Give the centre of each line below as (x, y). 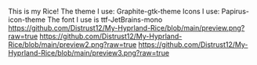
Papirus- (235, 11)
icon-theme (27, 20)
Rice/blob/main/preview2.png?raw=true (72, 45)
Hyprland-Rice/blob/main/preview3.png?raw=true (89, 53)
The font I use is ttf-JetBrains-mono (105, 20)
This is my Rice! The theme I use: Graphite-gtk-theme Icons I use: (114, 11)
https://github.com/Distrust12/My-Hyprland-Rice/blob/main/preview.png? (127, 28)
